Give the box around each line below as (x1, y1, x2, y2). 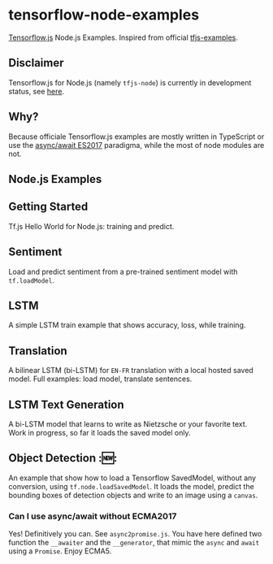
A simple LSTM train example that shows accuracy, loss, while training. (8, 320, 246, 330)
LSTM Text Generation (8, 397, 124, 411)
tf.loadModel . (8, 275, 54, 285)
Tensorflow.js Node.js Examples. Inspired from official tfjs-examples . (8, 33, 238, 42)
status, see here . (8, 86, 65, 96)
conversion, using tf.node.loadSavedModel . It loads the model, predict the (8, 481, 254, 491)
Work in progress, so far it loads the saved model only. (8, 428, 191, 438)
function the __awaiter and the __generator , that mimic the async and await (8, 538, 260, 548)
